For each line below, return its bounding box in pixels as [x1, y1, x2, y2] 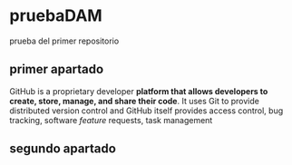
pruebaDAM [9, 5, 102, 26]
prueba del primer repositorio [9, 35, 120, 46]
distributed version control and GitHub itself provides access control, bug [9, 105, 284, 116]
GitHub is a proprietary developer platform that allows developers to [9, 85, 268, 96]
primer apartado [9, 62, 104, 77]
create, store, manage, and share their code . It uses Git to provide [9, 95, 260, 106]
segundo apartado [9, 141, 116, 157]
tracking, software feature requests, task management [9, 114, 213, 125]
